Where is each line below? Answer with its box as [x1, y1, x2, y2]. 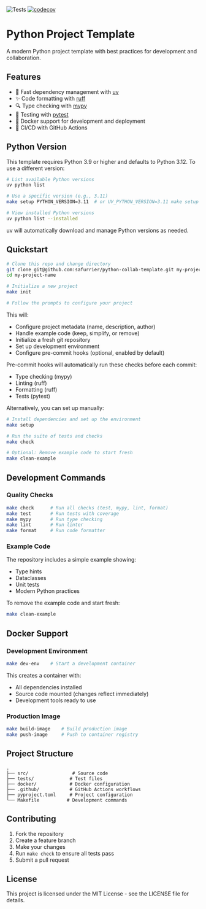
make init [6, 289, 32, 295]
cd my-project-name [6, 272, 56, 279]
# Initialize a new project [6, 283, 78, 290]
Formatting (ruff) [15, 385, 58, 393]
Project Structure [6, 749, 74, 759]
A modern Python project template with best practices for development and [6, 47, 197, 55]
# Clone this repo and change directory [6, 261, 112, 267]
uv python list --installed [6, 215, 78, 222]
